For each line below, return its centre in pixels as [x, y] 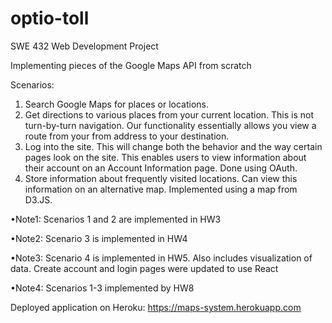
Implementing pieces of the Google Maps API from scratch [131, 65]
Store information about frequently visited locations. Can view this [161, 178]
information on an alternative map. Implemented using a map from [161, 189]
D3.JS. [38, 199]
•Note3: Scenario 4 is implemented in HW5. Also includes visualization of [161, 258]
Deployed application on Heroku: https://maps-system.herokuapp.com [156, 307]
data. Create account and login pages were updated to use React [144, 268]
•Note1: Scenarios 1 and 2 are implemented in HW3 [116, 219]
